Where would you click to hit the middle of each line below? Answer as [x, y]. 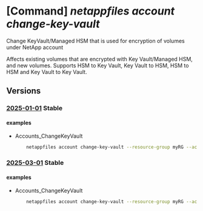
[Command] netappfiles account [91, 11]
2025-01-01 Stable [34, 109]
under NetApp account [35, 47]
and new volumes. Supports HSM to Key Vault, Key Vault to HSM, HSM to [98, 65]
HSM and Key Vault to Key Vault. [47, 72]
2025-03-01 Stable [35, 163]
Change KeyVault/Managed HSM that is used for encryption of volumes [95, 41]
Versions [24, 91]
